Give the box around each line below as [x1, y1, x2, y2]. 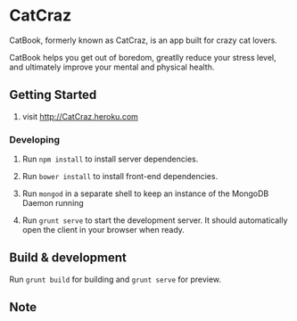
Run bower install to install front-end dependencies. [21, 171, 219, 182]
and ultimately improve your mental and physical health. [9, 62, 215, 72]
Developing [9, 133, 61, 145]
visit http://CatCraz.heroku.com [21, 111, 138, 121]
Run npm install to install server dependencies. [21, 153, 199, 165]
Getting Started [9, 87, 97, 103]
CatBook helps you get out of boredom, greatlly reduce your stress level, [9, 52, 276, 62]
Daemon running [21, 198, 85, 209]
